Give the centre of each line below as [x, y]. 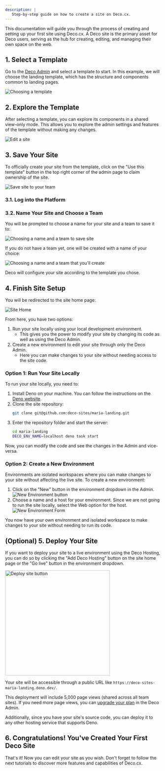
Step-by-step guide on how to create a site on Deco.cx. [71, 14]
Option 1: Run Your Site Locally [42, 373]
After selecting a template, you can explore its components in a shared [77, 119]
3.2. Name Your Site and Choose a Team [54, 213]
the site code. [33, 360]
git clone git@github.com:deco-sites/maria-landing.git [71, 413]
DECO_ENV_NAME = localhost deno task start [55, 436]
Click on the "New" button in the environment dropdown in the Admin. [83, 489]
